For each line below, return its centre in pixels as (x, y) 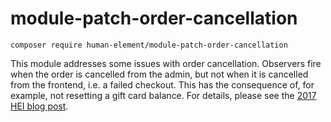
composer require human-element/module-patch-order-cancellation (149, 45)
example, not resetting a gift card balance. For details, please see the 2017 (163, 95)
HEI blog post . (39, 106)
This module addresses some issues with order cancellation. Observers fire (166, 63)
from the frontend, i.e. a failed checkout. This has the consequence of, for (162, 84)
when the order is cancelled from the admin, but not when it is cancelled (159, 74)
